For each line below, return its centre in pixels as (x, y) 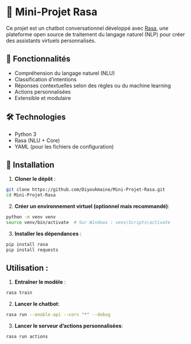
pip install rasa (27, 244)
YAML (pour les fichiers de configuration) (64, 146)
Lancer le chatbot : (37, 304)
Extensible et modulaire (43, 98)
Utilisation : (27, 268)
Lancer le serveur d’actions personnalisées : (69, 326)
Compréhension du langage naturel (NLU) (65, 73)
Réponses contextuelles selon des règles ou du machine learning (93, 85)
